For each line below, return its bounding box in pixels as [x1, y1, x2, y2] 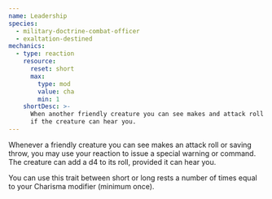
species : [8, 19, 38, 28]
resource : [23, 58, 57, 66]
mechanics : [8, 42, 46, 50]
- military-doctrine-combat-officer [15, 27, 140, 35]
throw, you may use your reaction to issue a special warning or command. [8, 148, 257, 158]
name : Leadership [8, 11, 68, 20]
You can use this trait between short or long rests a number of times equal [8, 172, 258, 183]
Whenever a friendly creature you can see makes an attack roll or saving [8, 140, 252, 149]
